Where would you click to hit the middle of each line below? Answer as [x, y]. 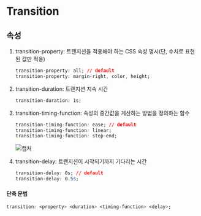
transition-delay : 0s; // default [59, 173]
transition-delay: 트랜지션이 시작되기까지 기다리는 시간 [81, 161]
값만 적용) [34, 59]
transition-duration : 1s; [48, 100]
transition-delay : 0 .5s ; [47, 179]
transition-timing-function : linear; [63, 130]
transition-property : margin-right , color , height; [82, 76]
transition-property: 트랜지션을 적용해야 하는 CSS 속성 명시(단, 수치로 [99, 51]
